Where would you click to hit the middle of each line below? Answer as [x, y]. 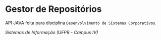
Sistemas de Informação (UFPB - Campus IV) [52, 32]
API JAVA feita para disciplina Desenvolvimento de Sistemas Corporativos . [81, 23]
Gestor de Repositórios [54, 9]
